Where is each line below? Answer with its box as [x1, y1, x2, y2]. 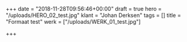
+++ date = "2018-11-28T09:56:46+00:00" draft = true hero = [6, 5, 162, 12]
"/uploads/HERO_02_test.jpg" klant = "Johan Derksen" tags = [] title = [6, 12, 181, 19]
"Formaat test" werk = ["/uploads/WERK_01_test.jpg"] [6, 18, 141, 25]
